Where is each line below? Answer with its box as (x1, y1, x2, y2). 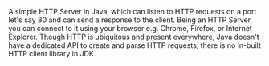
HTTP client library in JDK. (8, 49, 96, 58)
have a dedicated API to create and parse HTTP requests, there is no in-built (8, 41, 261, 50)
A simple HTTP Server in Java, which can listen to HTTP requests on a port (8, 7, 257, 16)
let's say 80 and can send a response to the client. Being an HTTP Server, (8, 15, 253, 25)
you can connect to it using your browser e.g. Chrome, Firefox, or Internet (8, 24, 253, 33)
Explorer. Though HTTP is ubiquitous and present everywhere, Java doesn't (8, 32, 259, 41)
